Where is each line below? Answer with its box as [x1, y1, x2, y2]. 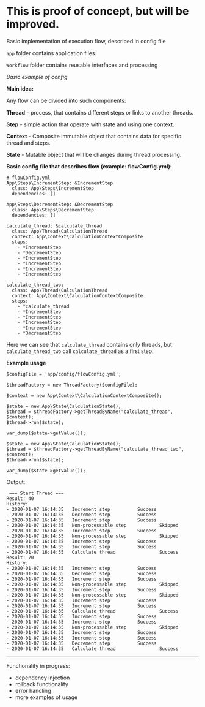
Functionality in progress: [6, 662, 70, 669]
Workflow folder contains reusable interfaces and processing [6, 61, 158, 69]
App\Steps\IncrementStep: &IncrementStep [6, 180, 113, 186]
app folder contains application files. [6, 49, 96, 56]
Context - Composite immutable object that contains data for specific [6, 132, 182, 140]
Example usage [6, 359, 46, 366]
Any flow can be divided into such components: [6, 97, 126, 104]
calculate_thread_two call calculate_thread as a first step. [6, 347, 154, 355]
